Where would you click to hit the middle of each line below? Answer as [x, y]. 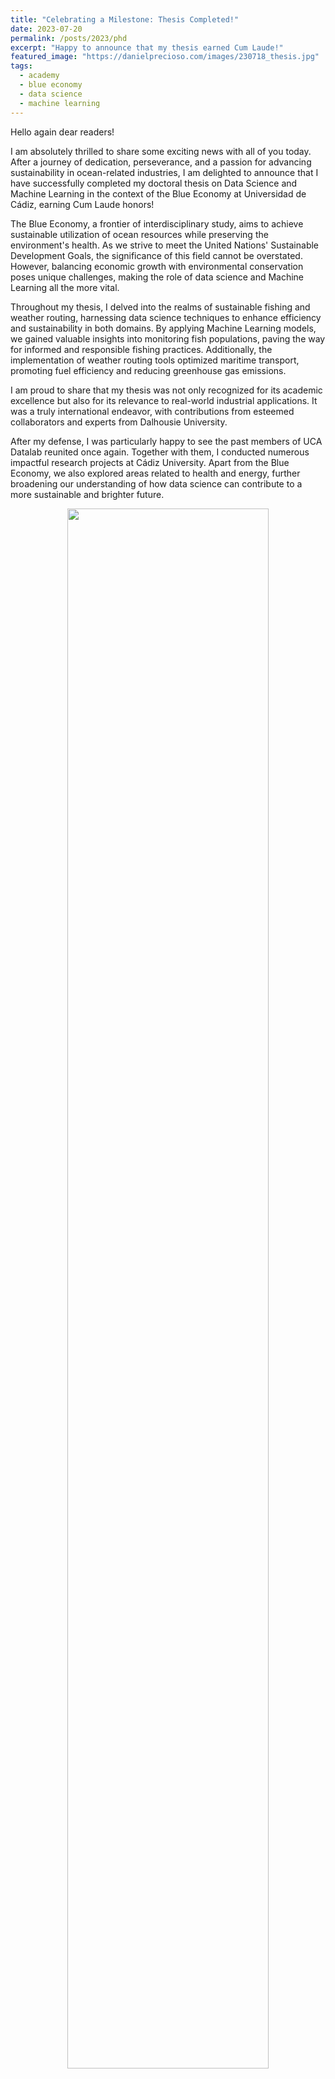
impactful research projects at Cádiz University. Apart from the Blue [150, 462]
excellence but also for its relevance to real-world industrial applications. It [164, 400]
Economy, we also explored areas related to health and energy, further [155, 473]
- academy [39, 76]
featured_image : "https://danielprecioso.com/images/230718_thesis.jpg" [165, 57]
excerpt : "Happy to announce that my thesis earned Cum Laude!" [147, 47]
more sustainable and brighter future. [87, 494]
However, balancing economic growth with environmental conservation [157, 266]
